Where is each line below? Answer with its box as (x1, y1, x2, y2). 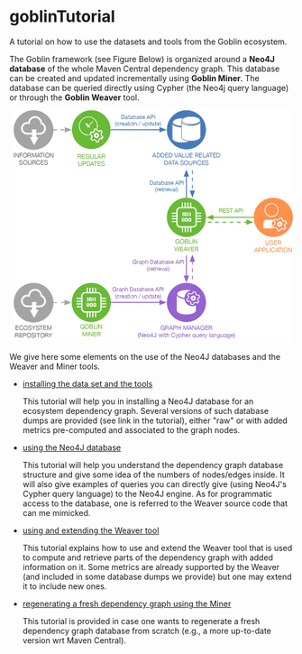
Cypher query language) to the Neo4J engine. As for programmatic (22, 489, 273, 500)
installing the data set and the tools (22, 379, 153, 390)
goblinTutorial (9, 6, 115, 27)
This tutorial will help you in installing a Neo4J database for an (22, 396, 254, 407)
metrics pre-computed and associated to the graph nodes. (22, 425, 241, 436)
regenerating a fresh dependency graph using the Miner (22, 598, 232, 610)
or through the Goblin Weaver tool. (9, 92, 140, 103)
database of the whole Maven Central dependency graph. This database (9, 63, 280, 74)
